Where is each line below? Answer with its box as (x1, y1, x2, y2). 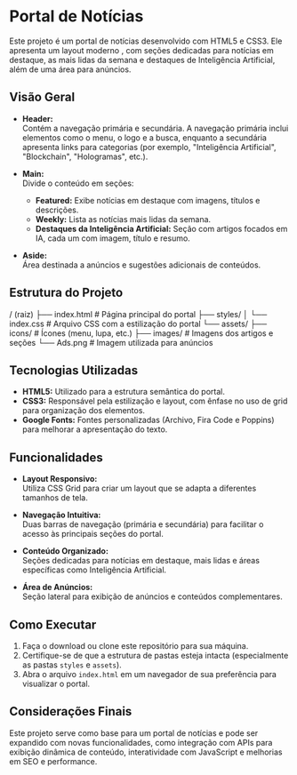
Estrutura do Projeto (9, 285, 124, 300)
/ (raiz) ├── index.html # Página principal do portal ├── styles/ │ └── (9, 308, 268, 319)
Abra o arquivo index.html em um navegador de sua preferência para (21, 669, 277, 679)
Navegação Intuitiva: (21, 509, 101, 521)
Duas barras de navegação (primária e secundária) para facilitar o (21, 519, 264, 530)
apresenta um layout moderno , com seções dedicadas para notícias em (9, 44, 274, 55)
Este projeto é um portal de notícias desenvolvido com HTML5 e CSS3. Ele (9, 36, 283, 46)
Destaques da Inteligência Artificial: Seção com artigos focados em (35, 223, 288, 234)
